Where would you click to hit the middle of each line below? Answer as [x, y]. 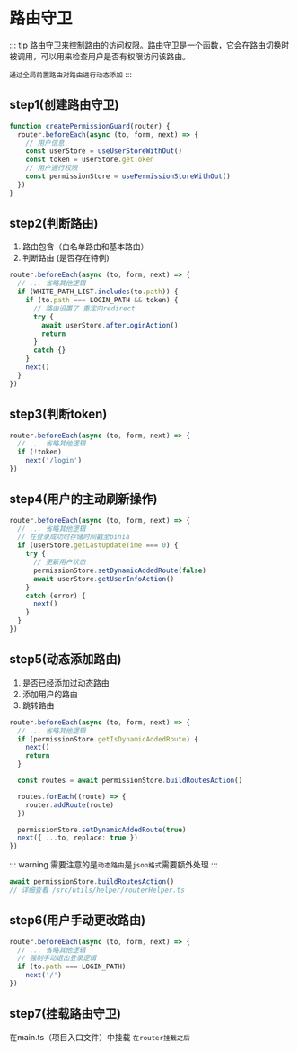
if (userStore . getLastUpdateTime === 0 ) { [98, 545]
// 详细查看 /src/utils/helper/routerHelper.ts [97, 890]
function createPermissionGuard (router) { [90, 126]
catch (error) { [56, 596]
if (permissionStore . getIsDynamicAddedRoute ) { [108, 739]
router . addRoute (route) [70, 805]
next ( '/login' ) [54, 461]
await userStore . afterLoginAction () [110, 325]
